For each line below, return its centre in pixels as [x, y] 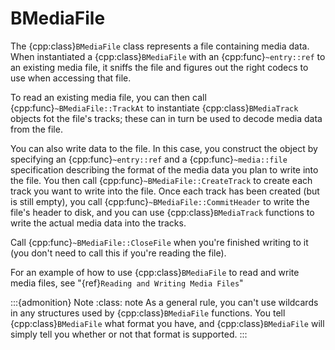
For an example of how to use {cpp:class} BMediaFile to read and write [155, 272]
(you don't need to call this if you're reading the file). [118, 253]
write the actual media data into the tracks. [98, 223]
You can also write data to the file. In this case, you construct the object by [164, 148]
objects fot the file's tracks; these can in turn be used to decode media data [166, 118]
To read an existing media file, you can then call [108, 97]
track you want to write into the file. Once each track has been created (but [165, 191]
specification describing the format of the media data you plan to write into [164, 169]
